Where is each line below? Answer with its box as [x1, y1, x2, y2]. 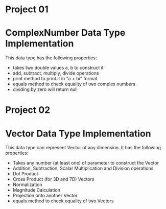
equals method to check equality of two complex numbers [12, 81, 135, 87]
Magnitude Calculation [12, 187, 60, 193]
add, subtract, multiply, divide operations [12, 70, 99, 76]
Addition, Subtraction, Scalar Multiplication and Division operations [12, 165, 154, 172]
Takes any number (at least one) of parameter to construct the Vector [12, 160, 159, 166]
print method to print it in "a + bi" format [12, 76, 98, 82]
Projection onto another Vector [12, 193, 78, 199]
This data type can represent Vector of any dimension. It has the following [5, 145, 161, 151]
